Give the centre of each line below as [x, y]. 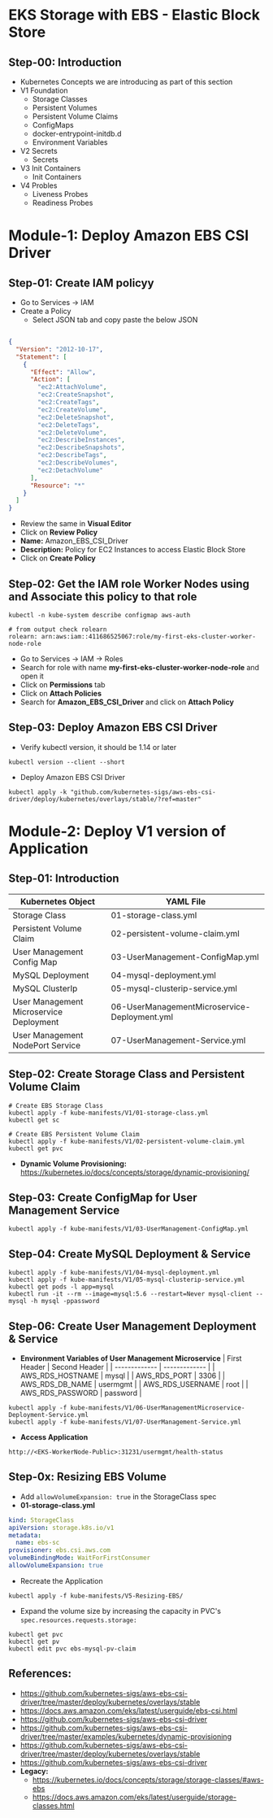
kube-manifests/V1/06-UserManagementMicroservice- [158, 1408]
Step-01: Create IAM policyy [81, 283]
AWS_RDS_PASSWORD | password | [81, 1393]
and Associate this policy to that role [103, 597]
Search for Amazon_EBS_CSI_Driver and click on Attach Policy [127, 702]
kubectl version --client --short [67, 762]
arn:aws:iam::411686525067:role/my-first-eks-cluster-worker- [148, 636]
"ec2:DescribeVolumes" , [78, 463]
